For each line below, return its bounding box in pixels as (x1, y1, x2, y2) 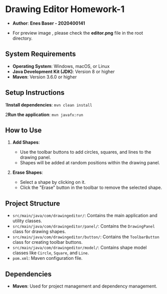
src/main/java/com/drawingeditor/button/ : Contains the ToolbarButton (12, 234, 159, 240)
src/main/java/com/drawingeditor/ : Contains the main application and (12, 213, 157, 219)
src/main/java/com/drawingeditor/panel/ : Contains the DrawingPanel (12, 223, 155, 229)
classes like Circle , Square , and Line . (12, 250, 89, 256)
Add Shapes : (12, 139, 40, 145)
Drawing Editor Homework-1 (5, 4, 125, 15)
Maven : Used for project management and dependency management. (12, 283, 157, 289)
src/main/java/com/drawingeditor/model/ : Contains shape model (12, 245, 147, 251)
